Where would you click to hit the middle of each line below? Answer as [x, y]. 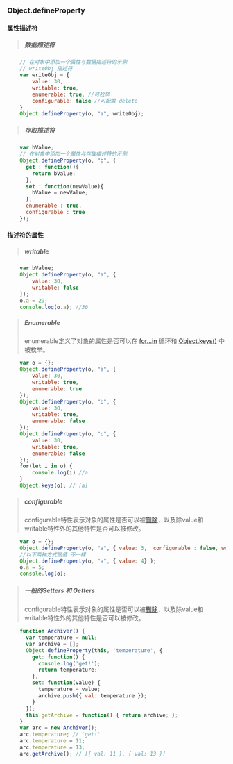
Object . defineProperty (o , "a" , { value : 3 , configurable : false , [119, 548]
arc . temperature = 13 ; [52, 747]
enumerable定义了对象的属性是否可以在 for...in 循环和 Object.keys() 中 [124, 341]
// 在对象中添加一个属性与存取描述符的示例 [74, 154]
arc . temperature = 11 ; [52, 741]
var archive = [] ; [52, 644]
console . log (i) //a [60, 473]
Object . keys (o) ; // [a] [54, 486]
